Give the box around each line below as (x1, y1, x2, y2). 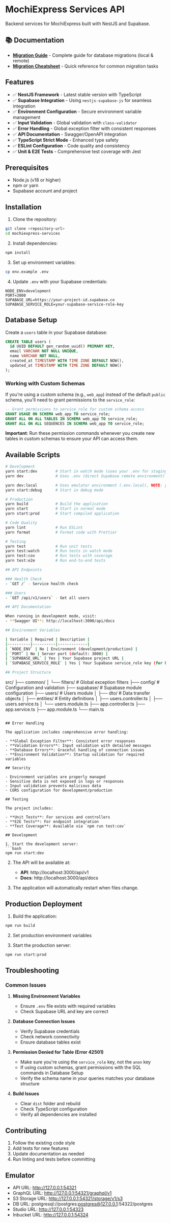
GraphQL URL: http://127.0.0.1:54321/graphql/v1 (12, 1190, 112, 1196)
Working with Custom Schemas (5, 380, 85, 387)
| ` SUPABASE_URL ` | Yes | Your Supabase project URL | (5, 656, 124, 661)
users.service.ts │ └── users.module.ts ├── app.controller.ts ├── (5, 701, 145, 707)
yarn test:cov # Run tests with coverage (5, 553, 113, 559)
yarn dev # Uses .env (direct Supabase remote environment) (5, 473, 165, 479)
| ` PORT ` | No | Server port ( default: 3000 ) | (5, 651, 108, 656)
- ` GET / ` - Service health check (5, 581, 79, 586)
